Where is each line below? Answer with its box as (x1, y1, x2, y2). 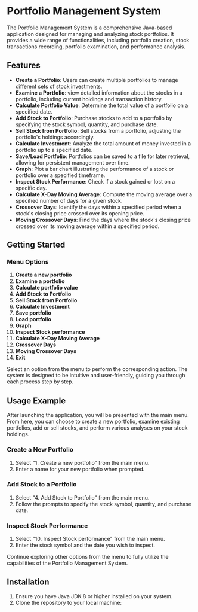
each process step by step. (7, 378, 74, 385)
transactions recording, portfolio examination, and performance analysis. (7, 43, 185, 50)
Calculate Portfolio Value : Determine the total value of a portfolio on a (15, 102, 188, 109)
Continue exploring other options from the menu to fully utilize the (7, 553, 169, 561)
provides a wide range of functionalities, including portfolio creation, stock (7, 36, 190, 44)
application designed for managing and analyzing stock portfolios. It (7, 30, 174, 37)
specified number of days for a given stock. (15, 197, 123, 204)
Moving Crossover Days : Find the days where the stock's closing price (15, 216, 191, 223)
